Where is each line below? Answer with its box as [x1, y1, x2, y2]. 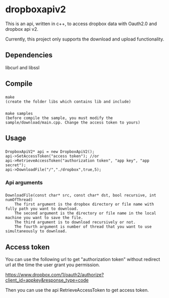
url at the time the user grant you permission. [5, 262, 101, 268]
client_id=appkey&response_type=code [5, 277, 89, 283]
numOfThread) [5, 197, 33, 203]
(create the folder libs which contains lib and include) [5, 99, 131, 105]
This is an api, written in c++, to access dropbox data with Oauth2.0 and [5, 21, 157, 27]
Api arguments [5, 179, 43, 186]
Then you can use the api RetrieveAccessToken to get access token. [5, 287, 149, 293]
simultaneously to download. [5, 229, 67, 234]
